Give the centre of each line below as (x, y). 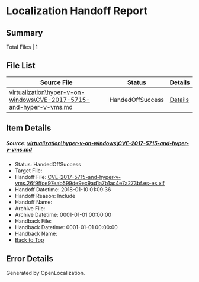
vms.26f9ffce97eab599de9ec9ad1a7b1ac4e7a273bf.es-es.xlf (89, 183)
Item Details (29, 128)
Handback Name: (36, 234)
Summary (25, 33)
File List (21, 65)
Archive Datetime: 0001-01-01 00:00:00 (63, 215)
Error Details (30, 259)
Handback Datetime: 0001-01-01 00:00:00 (66, 227)
